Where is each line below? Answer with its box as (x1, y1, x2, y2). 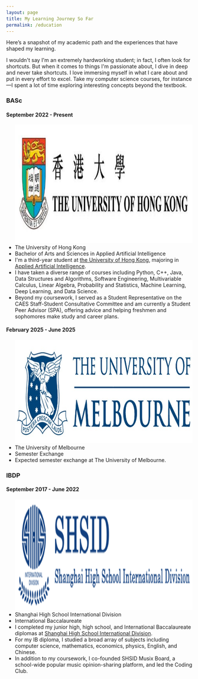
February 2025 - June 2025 (6, 326, 76, 333)
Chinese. (14, 648, 37, 655)
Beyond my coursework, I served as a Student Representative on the (14, 294, 182, 301)
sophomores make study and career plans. (14, 313, 119, 320)
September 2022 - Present (6, 111, 73, 118)
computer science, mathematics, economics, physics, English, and (14, 642, 177, 649)
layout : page (6, 9, 38, 15)
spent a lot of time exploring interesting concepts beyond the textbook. (14, 82, 187, 89)
